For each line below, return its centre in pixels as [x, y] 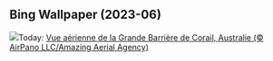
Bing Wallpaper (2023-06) [85, 15]
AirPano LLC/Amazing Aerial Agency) [79, 47]
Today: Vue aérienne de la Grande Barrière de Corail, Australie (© [141, 37]
